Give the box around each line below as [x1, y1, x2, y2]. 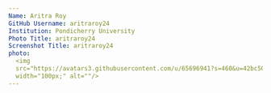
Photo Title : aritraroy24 [8, 34, 95, 43]
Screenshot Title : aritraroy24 [8, 42, 114, 50]
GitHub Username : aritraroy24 [8, 19, 110, 27]
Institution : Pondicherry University [8, 27, 135, 35]
